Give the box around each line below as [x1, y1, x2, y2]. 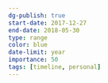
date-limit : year [8, 48, 66, 56]
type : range [8, 33, 48, 42]
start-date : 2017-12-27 [8, 19, 87, 27]
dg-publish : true [8, 11, 66, 20]
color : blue [8, 41, 48, 49]
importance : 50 [8, 56, 59, 64]
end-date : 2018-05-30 [8, 26, 80, 34]
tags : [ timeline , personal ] [8, 63, 102, 71]
